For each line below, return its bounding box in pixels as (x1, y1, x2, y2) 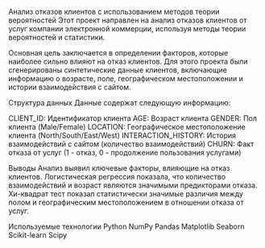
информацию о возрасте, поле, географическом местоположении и (8, 74, 243, 83)
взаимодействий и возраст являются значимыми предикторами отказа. (8, 180, 258, 190)
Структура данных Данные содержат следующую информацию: (8, 98, 231, 107)
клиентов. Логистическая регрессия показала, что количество (8, 172, 226, 181)
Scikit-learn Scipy (8, 230, 67, 240)
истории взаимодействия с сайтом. (8, 82, 131, 92)
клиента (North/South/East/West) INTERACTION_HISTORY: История (8, 130, 236, 140)
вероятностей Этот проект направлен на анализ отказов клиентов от (8, 15, 247, 25)
